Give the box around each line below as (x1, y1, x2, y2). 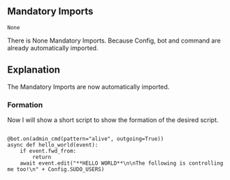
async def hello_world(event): (7, 141, 99, 149)
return (32, 153, 52, 160)
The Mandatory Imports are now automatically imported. (7, 82, 170, 91)
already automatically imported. (7, 43, 99, 52)
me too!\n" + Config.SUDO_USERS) (7, 165, 105, 173)
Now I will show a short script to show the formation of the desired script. (7, 115, 219, 124)
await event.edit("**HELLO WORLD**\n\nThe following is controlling (20, 160, 224, 167)
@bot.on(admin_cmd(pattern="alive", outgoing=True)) (7, 135, 164, 142)
